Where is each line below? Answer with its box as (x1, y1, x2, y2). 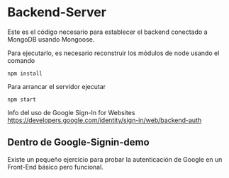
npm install (7, 70, 43, 77)
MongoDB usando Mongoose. (7, 35, 95, 43)
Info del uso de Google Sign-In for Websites (7, 108, 135, 117)
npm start (7, 96, 37, 103)
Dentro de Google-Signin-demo (7, 136, 150, 148)
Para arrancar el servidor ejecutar (7, 82, 106, 90)
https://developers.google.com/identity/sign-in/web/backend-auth (7, 116, 202, 124)
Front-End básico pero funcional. (7, 162, 104, 171)
